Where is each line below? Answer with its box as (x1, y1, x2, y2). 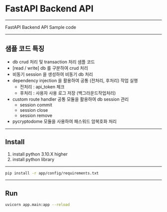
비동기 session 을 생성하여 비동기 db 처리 (12, 71, 93, 77)
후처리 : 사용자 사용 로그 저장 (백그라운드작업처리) (19, 90, 116, 96)
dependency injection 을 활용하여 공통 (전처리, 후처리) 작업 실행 (12, 77, 138, 83)
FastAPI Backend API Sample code (5, 24, 76, 30)
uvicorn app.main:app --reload (5, 203, 70, 208)
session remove (19, 112, 53, 118)
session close (19, 107, 48, 113)
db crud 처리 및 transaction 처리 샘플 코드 (12, 58, 95, 65)
